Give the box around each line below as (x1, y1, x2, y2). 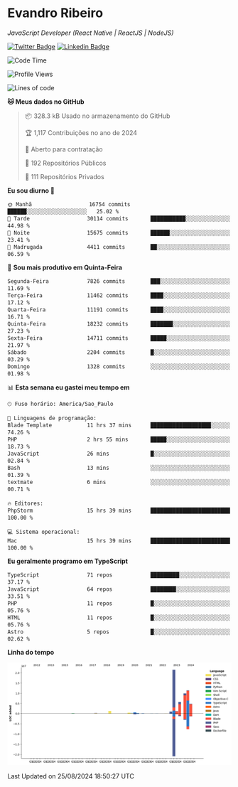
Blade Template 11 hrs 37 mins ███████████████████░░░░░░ (7, 422, 231, 429)
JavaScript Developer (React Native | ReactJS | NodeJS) (7, 28, 174, 37)
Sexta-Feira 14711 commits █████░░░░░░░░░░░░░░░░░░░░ (7, 334, 231, 342)
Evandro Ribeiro (7, 5, 104, 21)
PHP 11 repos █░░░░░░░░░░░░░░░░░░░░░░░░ (7, 599, 231, 607)
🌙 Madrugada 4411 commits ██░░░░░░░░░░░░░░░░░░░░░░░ (7, 243, 231, 250)
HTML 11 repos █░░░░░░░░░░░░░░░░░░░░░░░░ (7, 614, 231, 621)
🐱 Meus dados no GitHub (7, 97, 85, 106)
